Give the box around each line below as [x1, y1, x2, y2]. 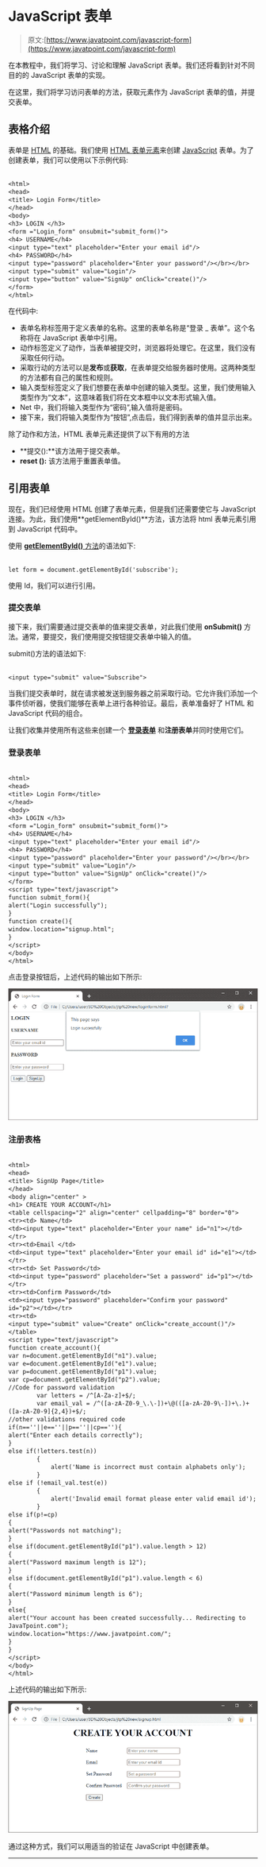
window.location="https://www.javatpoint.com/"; [8, 1630, 172, 1638]
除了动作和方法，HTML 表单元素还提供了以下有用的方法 [8, 429, 190, 439]
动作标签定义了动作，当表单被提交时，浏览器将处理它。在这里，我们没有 [19, 342, 256, 352]
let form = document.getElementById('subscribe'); [8, 566, 179, 574]
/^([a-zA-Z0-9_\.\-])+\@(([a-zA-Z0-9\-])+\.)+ [93, 1400, 249, 1408]
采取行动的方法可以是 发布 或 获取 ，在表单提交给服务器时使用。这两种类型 [19, 362, 256, 372]
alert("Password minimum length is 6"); [8, 1591, 144, 1598]
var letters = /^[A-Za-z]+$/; [36, 1392, 136, 1400]
